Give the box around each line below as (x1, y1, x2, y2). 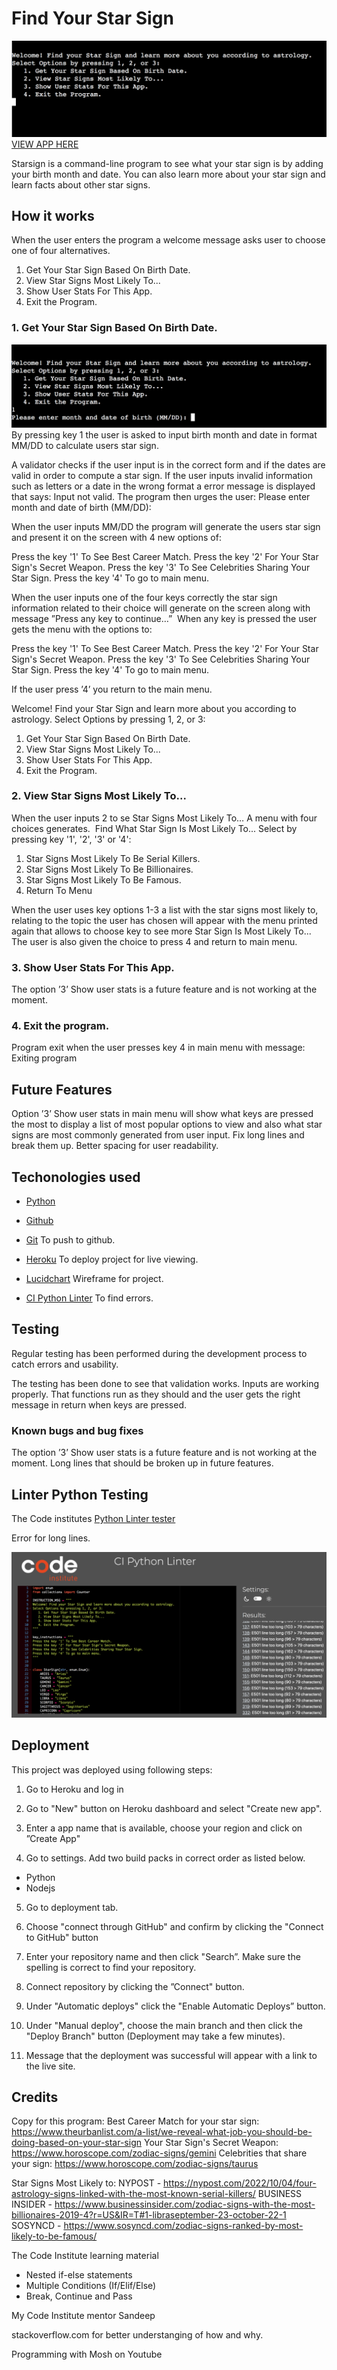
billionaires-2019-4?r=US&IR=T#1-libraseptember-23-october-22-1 (11, 2209, 287, 2221)
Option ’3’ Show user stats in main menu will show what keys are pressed (11, 1108, 314, 1120)
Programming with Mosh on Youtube (11, 2348, 163, 2361)
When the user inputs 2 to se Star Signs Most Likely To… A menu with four (11, 812, 318, 824)
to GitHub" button (25, 1931, 99, 1943)
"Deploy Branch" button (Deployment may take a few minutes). (25, 2030, 286, 2042)
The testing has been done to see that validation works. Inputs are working (11, 1377, 320, 1389)
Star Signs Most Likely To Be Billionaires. (25, 863, 194, 875)
